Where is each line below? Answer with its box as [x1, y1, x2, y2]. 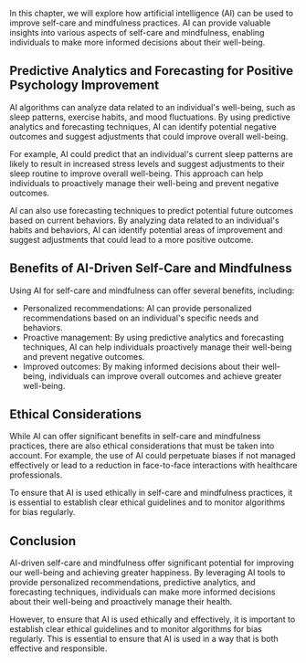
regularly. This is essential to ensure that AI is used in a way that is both [9, 634, 279, 645]
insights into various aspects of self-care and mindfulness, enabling [9, 27, 265, 37]
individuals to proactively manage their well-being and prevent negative [9, 177, 280, 188]
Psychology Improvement [9, 78, 160, 93]
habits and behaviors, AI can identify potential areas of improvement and [9, 224, 283, 236]
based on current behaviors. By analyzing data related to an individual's [9, 215, 280, 226]
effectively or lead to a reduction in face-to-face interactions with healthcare [9, 460, 298, 471]
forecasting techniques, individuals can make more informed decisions [9, 586, 276, 597]
